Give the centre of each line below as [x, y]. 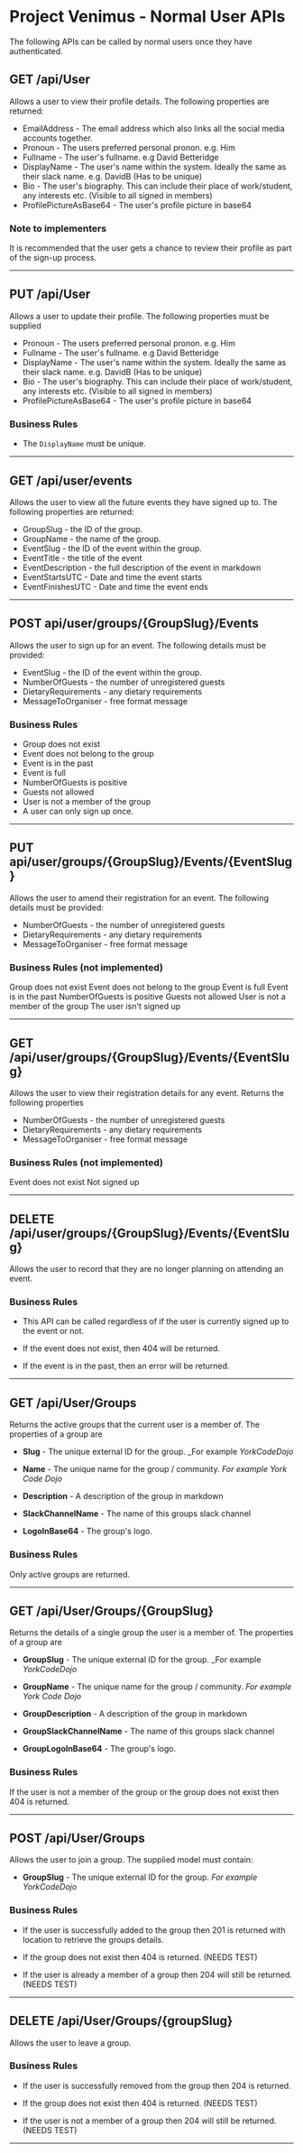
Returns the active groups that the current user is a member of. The [134, 1425]
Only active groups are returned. [70, 1574]
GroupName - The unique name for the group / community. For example [157, 1687]
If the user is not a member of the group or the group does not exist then [144, 1791]
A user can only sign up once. [78, 811]
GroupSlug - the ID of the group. [83, 529]
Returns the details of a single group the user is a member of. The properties [151, 1633]
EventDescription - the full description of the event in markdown [142, 567]
